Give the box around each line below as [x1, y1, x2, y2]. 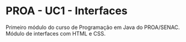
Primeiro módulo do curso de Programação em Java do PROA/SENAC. [5, 24, 180, 31]
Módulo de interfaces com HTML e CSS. [5, 30, 106, 37]
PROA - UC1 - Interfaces [5, 4, 128, 18]
